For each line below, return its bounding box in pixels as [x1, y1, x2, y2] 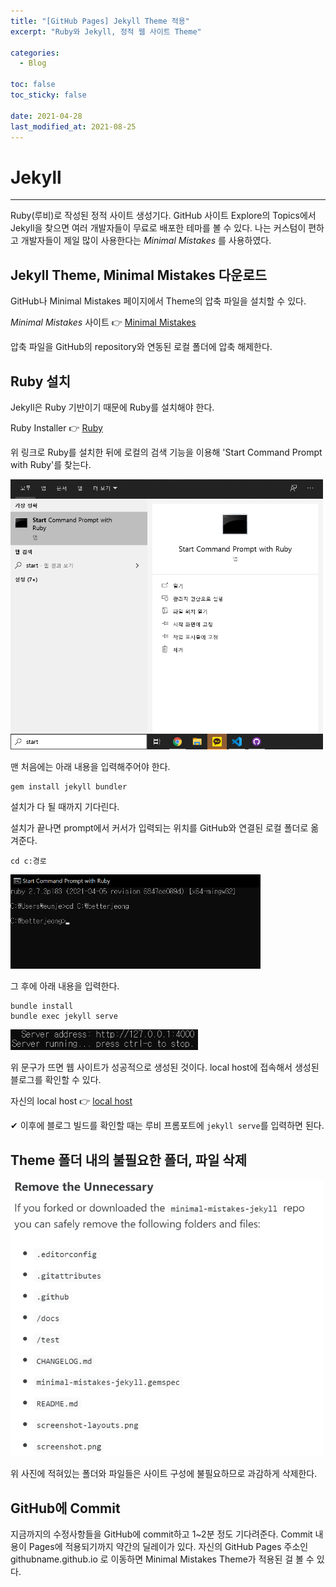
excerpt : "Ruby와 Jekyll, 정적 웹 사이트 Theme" [10, 26, 202, 37]
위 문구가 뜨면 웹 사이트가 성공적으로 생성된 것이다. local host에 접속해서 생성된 [10, 1061, 320, 1074]
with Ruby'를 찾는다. [10, 458, 92, 470]
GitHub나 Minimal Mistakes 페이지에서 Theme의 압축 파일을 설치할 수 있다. [10, 295, 307, 307]
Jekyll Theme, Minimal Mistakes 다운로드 [10, 266, 268, 284]
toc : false [10, 80, 56, 90]
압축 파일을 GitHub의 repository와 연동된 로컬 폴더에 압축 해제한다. [10, 341, 273, 353]
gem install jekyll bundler [10, 781, 128, 792]
